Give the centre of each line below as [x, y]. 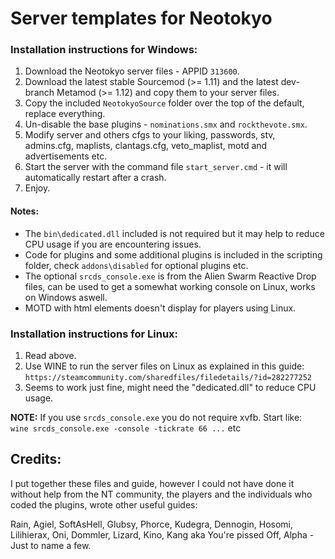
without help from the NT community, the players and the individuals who [161, 494]
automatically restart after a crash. [95, 178]
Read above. [50, 355]
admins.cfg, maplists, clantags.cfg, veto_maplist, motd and [146, 146]
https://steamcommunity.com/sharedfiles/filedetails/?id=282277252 [168, 377]
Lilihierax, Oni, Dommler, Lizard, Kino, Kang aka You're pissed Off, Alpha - [162, 534]
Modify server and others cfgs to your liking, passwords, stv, [150, 135]
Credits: [36, 459]
